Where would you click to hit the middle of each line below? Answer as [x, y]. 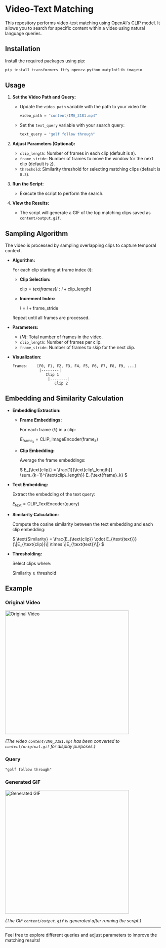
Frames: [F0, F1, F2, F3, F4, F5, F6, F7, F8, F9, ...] [74, 366]
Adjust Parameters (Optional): [44, 144]
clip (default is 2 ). [37, 164]
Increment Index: [38, 298]
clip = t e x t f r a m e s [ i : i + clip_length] [55, 289]
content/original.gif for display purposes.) [50, 746]
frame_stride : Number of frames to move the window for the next [86, 159]
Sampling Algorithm [37, 233]
